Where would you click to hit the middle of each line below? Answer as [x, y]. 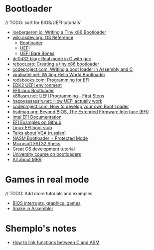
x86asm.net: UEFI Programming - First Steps [58, 96]
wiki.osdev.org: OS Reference [43, 37]
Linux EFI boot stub [32, 127]
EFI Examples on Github [37, 122]
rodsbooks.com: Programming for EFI [51, 80]
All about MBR [27, 159]
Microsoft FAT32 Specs [36, 143]
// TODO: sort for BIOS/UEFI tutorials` [43, 22]
